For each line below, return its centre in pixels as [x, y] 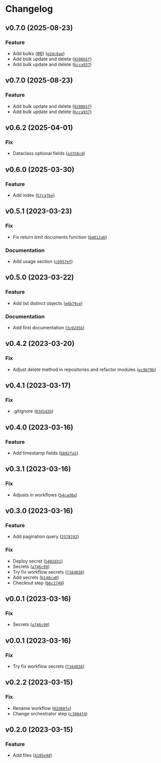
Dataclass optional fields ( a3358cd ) [49, 154]
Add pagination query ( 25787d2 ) [46, 537]
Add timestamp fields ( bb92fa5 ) [45, 453]
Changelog [29, 9]
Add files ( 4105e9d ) [32, 755]
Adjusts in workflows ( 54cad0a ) [45, 495]
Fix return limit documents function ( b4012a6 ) [60, 237]
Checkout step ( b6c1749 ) [38, 583]
